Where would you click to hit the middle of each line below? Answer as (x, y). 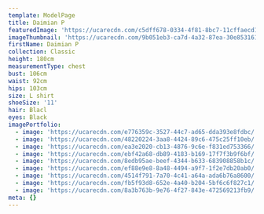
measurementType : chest (47, 67)
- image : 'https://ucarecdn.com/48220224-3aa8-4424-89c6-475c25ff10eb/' (137, 139)
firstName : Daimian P (44, 45)
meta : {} (22, 198)
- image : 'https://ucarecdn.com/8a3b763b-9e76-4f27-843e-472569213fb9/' (137, 190)
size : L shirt (31, 96)
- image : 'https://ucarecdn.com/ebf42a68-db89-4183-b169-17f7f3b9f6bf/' (137, 154)
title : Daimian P (37, 23)
